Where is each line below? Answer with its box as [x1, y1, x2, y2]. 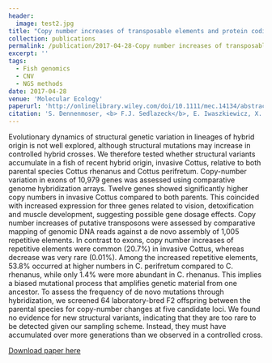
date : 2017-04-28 [8, 87, 67, 96]
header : [8, 11, 35, 20]
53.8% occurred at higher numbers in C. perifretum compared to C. [8, 261, 233, 271]
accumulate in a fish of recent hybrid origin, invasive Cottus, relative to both [8, 158, 261, 167]
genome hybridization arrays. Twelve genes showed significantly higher [8, 184, 249, 193]
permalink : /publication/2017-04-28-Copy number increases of [8, 42, 223, 50]
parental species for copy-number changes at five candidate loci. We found [8, 305, 261, 314]
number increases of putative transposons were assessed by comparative [8, 218, 256, 228]
